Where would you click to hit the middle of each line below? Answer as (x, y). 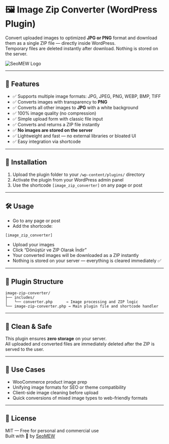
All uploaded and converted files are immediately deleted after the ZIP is (80, 344)
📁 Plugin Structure (34, 281)
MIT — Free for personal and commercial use (52, 430)
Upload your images (33, 245)
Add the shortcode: (32, 226)
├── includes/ (20, 298)
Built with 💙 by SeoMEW (30, 436)
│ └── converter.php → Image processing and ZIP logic (72, 302)
